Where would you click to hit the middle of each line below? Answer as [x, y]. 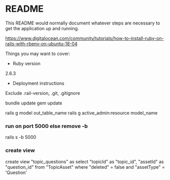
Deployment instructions [39, 83]
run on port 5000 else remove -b [47, 126]
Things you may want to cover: [38, 54]
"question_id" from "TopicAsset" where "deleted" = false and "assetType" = [85, 167]
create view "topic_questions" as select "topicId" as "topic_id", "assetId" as [85, 162]
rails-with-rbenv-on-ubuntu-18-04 [41, 43]
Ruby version [27, 63]
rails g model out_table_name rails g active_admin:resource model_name [81, 113]
